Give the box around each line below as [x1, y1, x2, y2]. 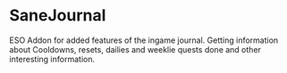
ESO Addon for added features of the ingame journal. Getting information [9, 35, 279, 45]
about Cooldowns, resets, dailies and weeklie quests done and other [9, 44, 262, 54]
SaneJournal [9, 5, 106, 26]
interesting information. [9, 53, 96, 64]
